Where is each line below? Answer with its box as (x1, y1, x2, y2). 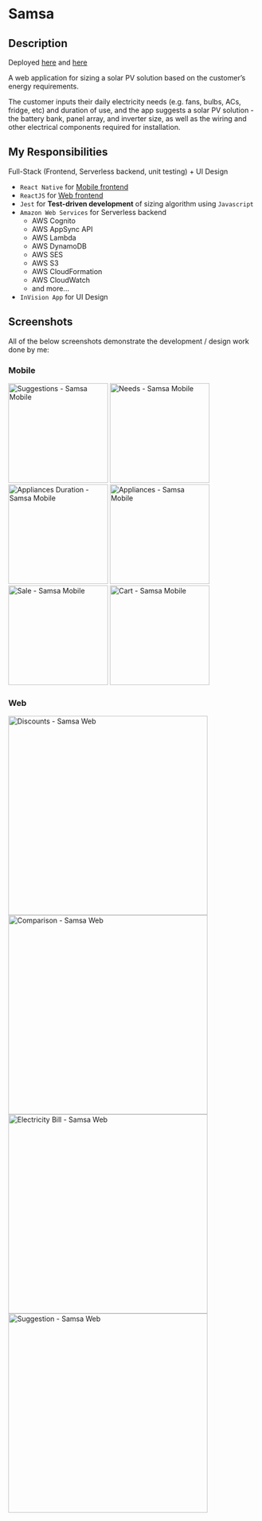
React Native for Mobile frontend (19, 182, 129, 191)
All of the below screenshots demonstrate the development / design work (8, 336, 249, 346)
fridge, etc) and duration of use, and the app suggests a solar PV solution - (8, 105, 255, 115)
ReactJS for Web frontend (19, 190, 104, 200)
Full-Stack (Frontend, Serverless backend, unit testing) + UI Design (8, 167, 229, 176)
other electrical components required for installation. (8, 123, 181, 131)
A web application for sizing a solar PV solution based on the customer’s (8, 73, 246, 82)
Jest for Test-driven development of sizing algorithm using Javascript (19, 198, 254, 208)
